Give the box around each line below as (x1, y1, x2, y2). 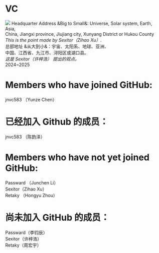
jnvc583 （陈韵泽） (5, 134, 45, 140)
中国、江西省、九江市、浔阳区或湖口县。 (5, 49, 89, 55)
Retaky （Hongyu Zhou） (5, 192, 58, 198)
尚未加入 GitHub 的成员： (5, 212, 110, 223)
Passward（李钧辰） (5, 229, 48, 235)
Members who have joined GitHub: (5, 79, 153, 91)
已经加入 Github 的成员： (5, 116, 109, 128)
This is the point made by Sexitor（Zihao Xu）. (5, 37, 102, 43)
